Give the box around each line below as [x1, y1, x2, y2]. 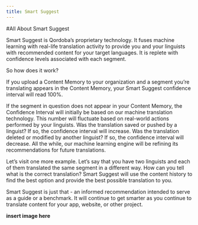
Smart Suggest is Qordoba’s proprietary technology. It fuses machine [6, 36, 175, 43]
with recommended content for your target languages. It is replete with [6, 49, 178, 56]
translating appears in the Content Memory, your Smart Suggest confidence [6, 84, 191, 92]
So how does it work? [6, 66, 59, 74]
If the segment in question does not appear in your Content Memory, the [6, 102, 183, 110]
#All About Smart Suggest [6, 25, 70, 32]
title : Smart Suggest [6, 8, 60, 15]
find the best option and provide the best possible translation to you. [6, 176, 173, 184]
